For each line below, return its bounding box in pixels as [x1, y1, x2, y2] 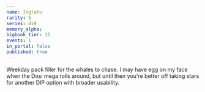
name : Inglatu [6, 9, 43, 15]
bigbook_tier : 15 [6, 32, 51, 38]
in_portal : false [6, 44, 51, 50]
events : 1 [6, 37, 32, 44]
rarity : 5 [6, 15, 32, 21]
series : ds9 [6, 20, 37, 26]
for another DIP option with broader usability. [6, 79, 120, 86]
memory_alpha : [6, 26, 43, 33]
